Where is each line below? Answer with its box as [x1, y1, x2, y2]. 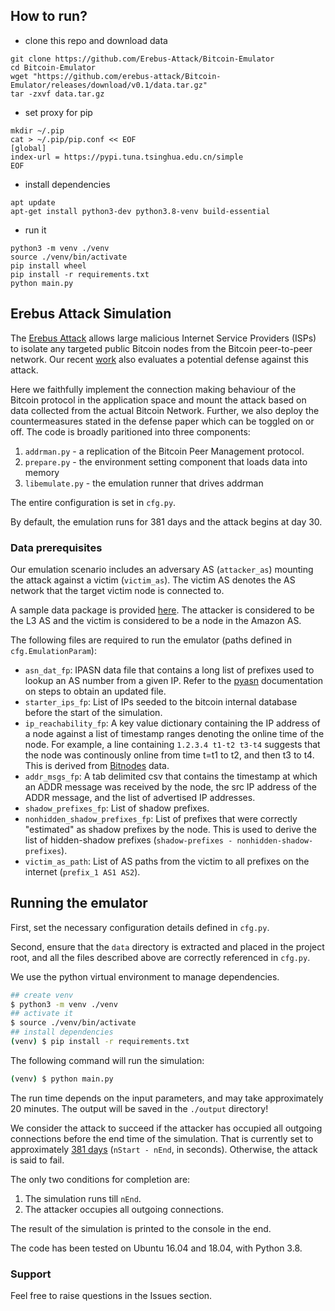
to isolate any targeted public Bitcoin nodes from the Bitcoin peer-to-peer [10, 342, 313, 354]
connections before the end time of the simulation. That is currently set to [10, 1132, 314, 1144]
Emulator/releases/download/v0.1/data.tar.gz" [10, 80, 208, 90]
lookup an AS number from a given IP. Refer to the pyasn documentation [24, 674, 324, 686]
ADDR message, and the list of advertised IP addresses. [24, 791, 256, 803]
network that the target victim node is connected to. [10, 584, 225, 596]
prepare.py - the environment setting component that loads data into [24, 455, 308, 468]
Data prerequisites [10, 540, 103, 554]
